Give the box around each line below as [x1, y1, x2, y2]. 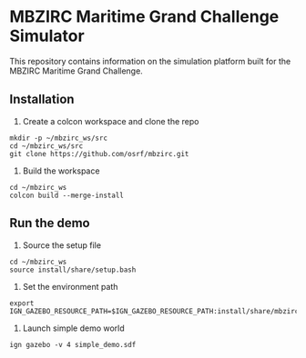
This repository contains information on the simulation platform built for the [9, 55, 291, 66]
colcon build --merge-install [9, 191, 125, 200]
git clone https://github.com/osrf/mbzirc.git [9, 149, 189, 158]
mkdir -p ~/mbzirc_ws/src [9, 134, 107, 143]
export [9, 298, 35, 308]
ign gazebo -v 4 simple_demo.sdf [9, 340, 137, 349]
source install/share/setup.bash [9, 265, 137, 274]
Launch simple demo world [22, 323, 125, 333]
